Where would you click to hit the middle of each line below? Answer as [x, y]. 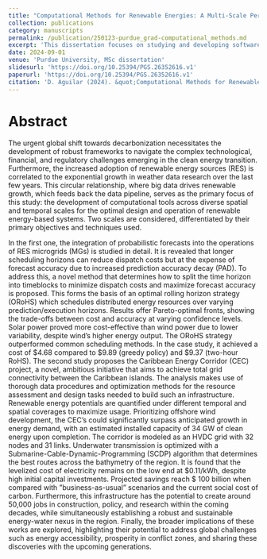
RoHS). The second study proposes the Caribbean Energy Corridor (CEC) [129, 361]
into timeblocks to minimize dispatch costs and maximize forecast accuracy [132, 285]
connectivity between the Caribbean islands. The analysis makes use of [126, 378]
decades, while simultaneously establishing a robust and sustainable [120, 513]
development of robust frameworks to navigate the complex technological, [130, 152]
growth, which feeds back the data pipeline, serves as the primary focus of [131, 194]
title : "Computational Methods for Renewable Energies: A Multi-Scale [128, 15]
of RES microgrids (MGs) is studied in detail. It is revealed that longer [121, 252]
